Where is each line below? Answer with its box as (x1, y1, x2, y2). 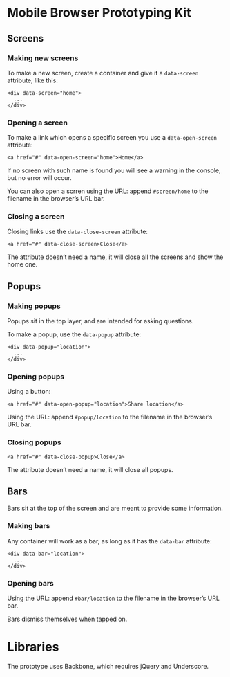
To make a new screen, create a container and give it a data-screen (7, 69, 199, 77)
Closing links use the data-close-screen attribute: (7, 227, 148, 236)
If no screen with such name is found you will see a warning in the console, (7, 166, 221, 174)
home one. (7, 260, 38, 269)
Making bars (7, 521, 50, 531)
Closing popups (7, 437, 61, 447)
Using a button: (7, 388, 51, 396)
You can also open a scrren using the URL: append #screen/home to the (7, 187, 209, 195)
